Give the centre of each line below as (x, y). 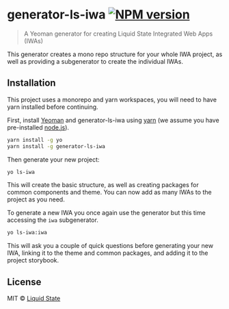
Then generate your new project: (53, 159)
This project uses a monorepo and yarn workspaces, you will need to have (112, 99)
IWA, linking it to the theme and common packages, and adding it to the (108, 253)
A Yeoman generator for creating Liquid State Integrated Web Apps (118, 34)
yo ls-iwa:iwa (27, 233)
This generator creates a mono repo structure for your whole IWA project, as (115, 54)
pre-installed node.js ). (38, 127)
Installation (31, 83)
